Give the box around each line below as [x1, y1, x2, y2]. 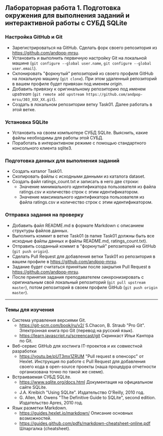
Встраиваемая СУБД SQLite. [12, 374, 71, 380]
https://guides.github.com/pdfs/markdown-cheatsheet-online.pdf [19, 420, 151, 426]
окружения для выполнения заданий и [5, 12, 130, 20]
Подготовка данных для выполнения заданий [5, 157, 120, 164]
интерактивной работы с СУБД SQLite [5, 19, 128, 27]
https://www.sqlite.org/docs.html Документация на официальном [19, 379, 153, 385]
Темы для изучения [5, 306, 54, 313]
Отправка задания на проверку [5, 211, 84, 218]
